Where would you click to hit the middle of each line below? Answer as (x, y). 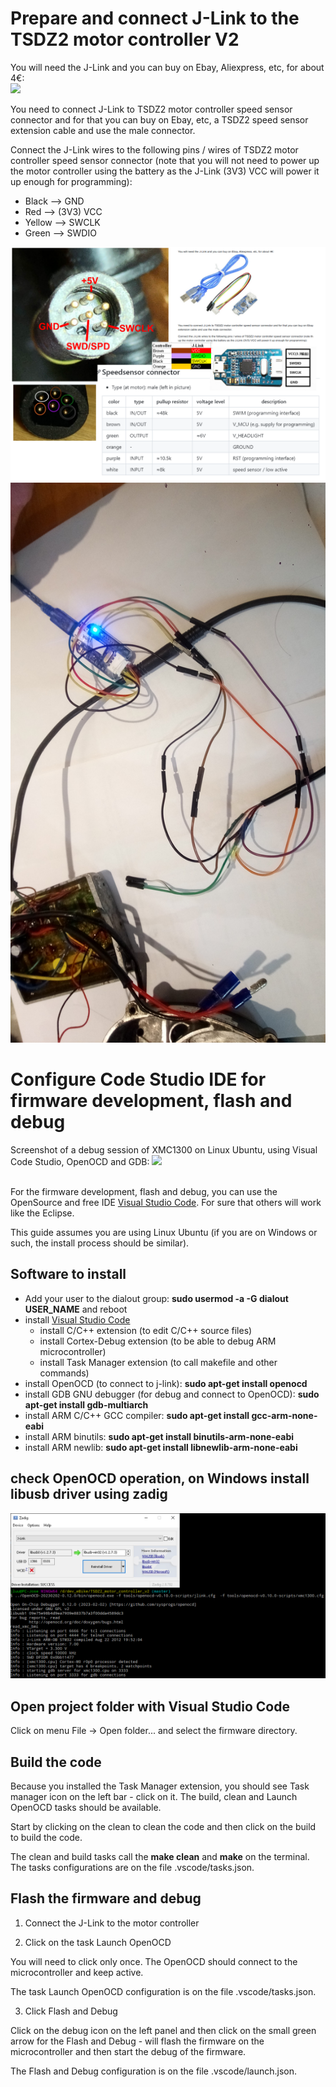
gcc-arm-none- (284, 1415)
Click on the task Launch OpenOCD (98, 1942)
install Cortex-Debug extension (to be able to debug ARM (158, 1341)
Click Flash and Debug (71, 2011)
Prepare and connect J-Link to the (155, 18)
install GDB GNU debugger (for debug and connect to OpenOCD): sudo (172, 1394)
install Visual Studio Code (77, 1319)
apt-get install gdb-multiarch (86, 1404)
